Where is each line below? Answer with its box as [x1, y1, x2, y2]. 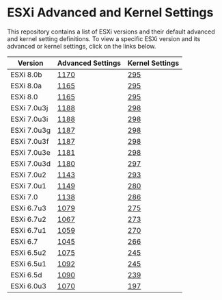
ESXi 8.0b [10, 70, 42, 79]
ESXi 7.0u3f [10, 136, 49, 146]
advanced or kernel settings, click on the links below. [7, 42, 156, 50]
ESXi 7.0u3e [10, 147, 51, 157]
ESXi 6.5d [10, 270, 42, 279]
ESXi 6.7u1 [10, 225, 46, 235]
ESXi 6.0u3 [10, 281, 46, 290]
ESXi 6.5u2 [10, 248, 46, 258]
